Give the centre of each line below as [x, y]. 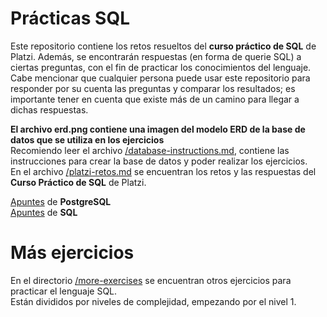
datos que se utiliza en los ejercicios [87, 139]
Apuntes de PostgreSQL [61, 201]
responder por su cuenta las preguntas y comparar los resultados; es [153, 88]
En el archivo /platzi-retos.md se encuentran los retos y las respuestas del [163, 171]
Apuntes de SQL [44, 212]
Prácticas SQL [70, 18]
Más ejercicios [72, 253]
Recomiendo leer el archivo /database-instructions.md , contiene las [150, 150]
